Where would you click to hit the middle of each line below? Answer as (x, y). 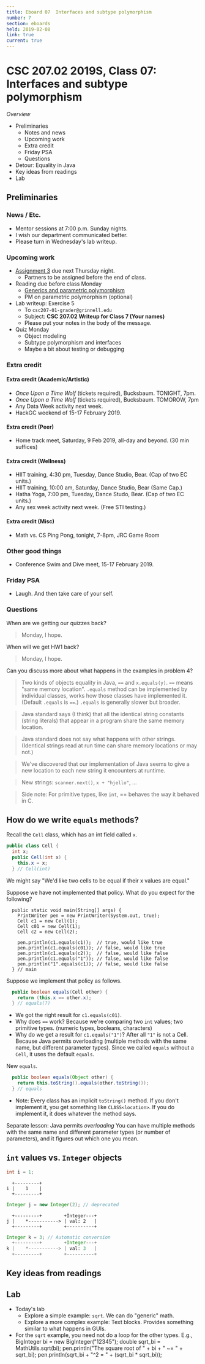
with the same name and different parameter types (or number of (88, 1132)
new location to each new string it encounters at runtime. (93, 770)
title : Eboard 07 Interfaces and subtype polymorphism (79, 12)
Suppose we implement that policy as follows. (64, 981)
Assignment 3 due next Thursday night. (65, 270)
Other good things (34, 551)
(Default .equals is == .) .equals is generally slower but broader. (101, 702)
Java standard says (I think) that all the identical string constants (103, 714)
